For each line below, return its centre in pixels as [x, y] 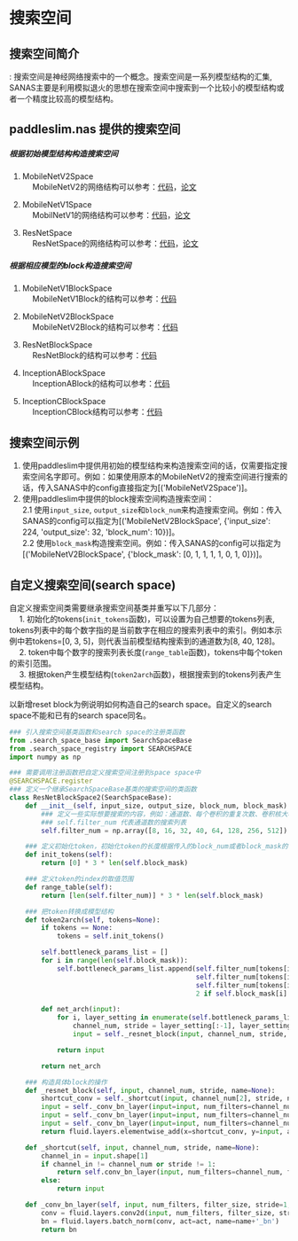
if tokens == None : [77, 928]
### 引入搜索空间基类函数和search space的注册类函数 [97, 732]
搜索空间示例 [44, 443]
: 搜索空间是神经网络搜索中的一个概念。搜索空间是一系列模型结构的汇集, [141, 77]
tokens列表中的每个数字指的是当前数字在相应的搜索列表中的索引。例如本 [142, 629]
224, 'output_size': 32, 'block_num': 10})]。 [101, 532]
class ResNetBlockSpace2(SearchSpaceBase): [91, 798]
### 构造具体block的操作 [67, 1082]
